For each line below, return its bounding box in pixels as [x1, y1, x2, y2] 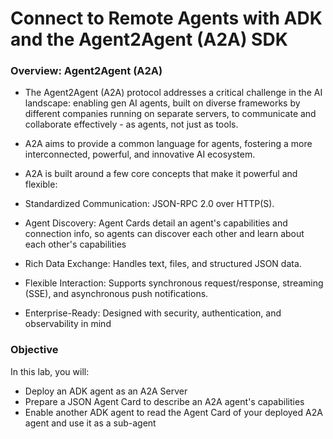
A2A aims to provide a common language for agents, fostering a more [24, 138, 313, 150]
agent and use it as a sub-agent [24, 417, 157, 429]
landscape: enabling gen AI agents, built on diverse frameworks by [24, 97, 301, 109]
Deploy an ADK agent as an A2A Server [24, 385, 188, 397]
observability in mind [24, 318, 112, 330]
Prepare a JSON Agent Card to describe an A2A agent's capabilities [24, 395, 305, 407]
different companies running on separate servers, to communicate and [24, 108, 317, 120]
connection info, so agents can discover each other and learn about [24, 228, 305, 240]
